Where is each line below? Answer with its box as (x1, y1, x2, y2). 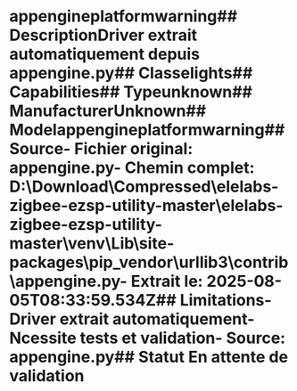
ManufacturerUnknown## (9, 101, 207, 121)
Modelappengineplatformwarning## (9, 120, 285, 140)
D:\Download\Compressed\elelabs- (9, 176, 279, 197)
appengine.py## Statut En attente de (9, 347, 288, 367)
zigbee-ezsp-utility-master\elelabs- (9, 196, 284, 216)
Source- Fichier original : (9, 139, 194, 159)
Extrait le (130, 272, 198, 291)
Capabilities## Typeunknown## (9, 82, 252, 102)
